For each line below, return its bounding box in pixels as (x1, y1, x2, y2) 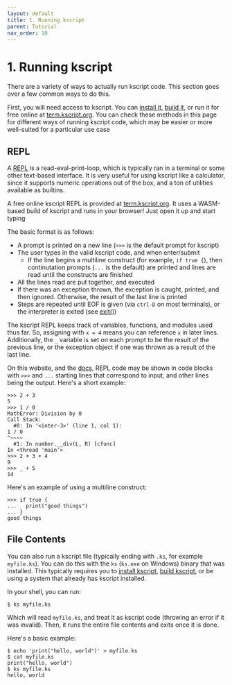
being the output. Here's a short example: (7, 379, 126, 387)
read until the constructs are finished (27, 271, 133, 278)
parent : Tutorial (7, 23, 57, 30)
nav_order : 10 (7, 29, 48, 37)
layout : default (7, 10, 54, 17)
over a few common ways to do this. (7, 90, 111, 98)
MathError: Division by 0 (7, 410, 82, 417)
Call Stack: (7, 416, 42, 423)
